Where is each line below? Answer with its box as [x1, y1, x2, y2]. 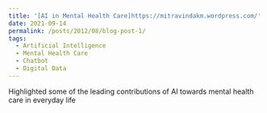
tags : [8, 34, 27, 43]
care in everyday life [8, 94, 77, 105]
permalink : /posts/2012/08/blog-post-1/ [8, 27, 147, 35]
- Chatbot [15, 57, 48, 65]
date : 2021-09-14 [8, 19, 67, 27]
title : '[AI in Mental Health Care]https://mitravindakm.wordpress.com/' [8, 11, 262, 20]
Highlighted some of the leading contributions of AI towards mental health [8, 86, 254, 96]
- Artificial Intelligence [15, 42, 106, 50]
